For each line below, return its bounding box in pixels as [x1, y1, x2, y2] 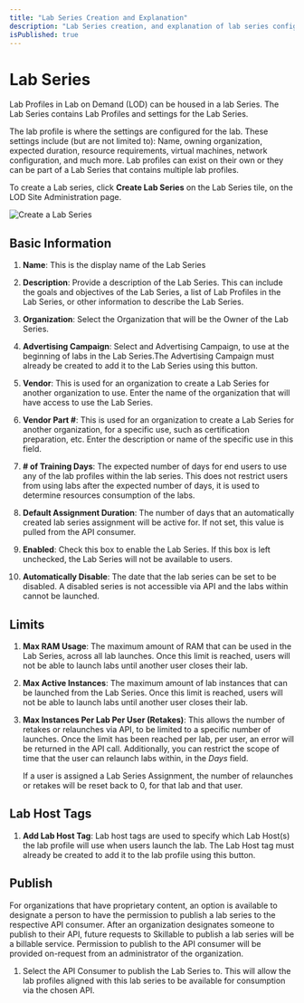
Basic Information [9, 235, 112, 251]
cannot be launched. [22, 590, 100, 602]
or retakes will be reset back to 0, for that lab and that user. [22, 779, 243, 790]
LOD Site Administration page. [9, 192, 122, 203]
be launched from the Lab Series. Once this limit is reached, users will [22, 687, 283, 698]
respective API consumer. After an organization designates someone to [9, 919, 275, 930]
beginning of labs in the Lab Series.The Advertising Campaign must [22, 350, 274, 362]
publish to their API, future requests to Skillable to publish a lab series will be [9, 929, 295, 940]
